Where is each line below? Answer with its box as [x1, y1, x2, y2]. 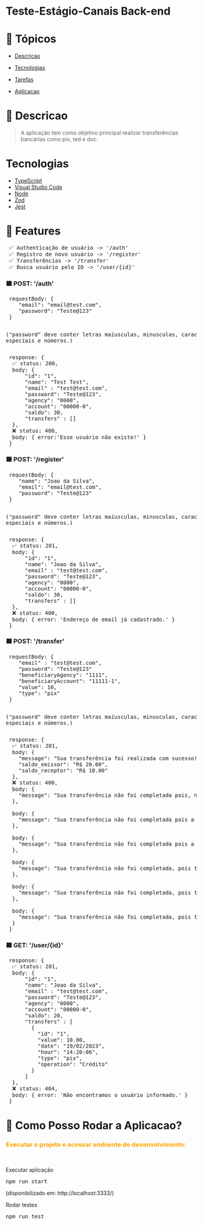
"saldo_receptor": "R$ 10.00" [18, 767, 108, 774]
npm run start [5, 1178, 48, 1185]
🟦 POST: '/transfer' [5, 637, 65, 646]
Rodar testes [5, 1201, 38, 1208]
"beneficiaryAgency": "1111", [18, 671, 108, 678]
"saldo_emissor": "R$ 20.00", [18, 761, 108, 768]
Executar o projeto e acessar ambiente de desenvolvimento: [5, 1140, 186, 1149]
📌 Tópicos [5, 32, 57, 46]
